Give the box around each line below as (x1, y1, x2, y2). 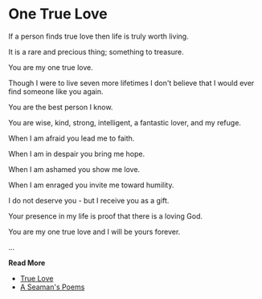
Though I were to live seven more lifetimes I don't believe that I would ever (8, 78, 255, 88)
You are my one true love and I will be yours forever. (8, 227, 181, 236)
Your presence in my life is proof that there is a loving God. (8, 211, 203, 221)
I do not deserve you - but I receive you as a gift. (8, 195, 170, 205)
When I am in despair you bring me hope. (8, 149, 145, 158)
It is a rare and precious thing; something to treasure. (8, 47, 185, 56)
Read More (8, 258, 46, 268)
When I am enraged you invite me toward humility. (8, 180, 174, 190)
